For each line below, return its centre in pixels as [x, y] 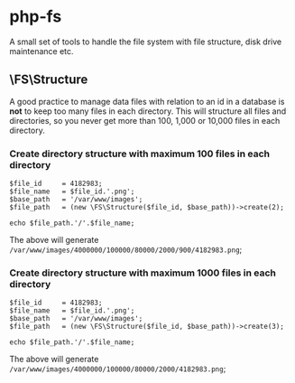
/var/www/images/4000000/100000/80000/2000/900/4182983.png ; [126, 249]
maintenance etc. [41, 51]
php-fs [36, 17]
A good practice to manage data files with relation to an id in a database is [147, 101]
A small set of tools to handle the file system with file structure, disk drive [146, 42]
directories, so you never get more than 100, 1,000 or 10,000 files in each [145, 120]
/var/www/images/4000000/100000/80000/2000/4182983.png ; [118, 369]
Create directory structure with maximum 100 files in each [140, 154]
